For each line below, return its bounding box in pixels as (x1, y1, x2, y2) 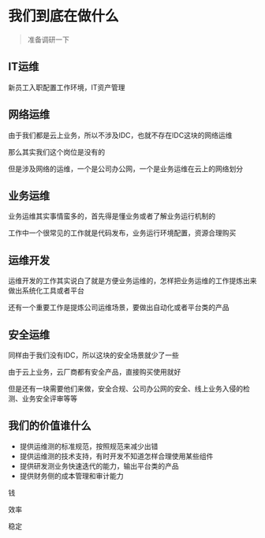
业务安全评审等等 (21, 394, 77, 403)
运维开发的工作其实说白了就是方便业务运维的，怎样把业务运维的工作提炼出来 (8, 276, 257, 286)
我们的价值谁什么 (8, 419, 91, 432)
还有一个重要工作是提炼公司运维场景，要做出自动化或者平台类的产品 (8, 303, 230, 312)
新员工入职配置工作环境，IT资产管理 (8, 82, 125, 92)
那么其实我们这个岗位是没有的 (8, 147, 105, 156)
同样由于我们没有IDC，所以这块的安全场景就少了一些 (8, 350, 180, 360)
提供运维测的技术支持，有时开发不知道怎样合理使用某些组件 (19, 451, 214, 461)
